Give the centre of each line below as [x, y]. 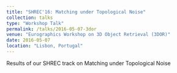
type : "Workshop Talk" [35, 23]
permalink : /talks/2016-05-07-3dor [52, 29]
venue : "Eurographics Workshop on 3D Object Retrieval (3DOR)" [88, 35]
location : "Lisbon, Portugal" [45, 46]
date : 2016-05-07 [28, 40]
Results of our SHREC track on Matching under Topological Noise [88, 63]
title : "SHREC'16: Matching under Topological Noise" [76, 12]
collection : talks [30, 18]
